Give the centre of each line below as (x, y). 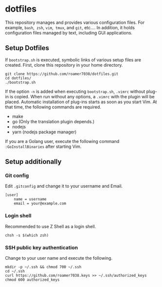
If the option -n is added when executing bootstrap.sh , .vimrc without (75, 91)
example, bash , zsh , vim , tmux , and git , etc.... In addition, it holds (70, 27)
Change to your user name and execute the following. (59, 258)
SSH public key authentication (42, 248)
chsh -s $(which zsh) (27, 235)
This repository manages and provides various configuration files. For (75, 22)
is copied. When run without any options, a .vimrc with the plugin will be (82, 96)
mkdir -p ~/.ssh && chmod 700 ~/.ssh (43, 267)
